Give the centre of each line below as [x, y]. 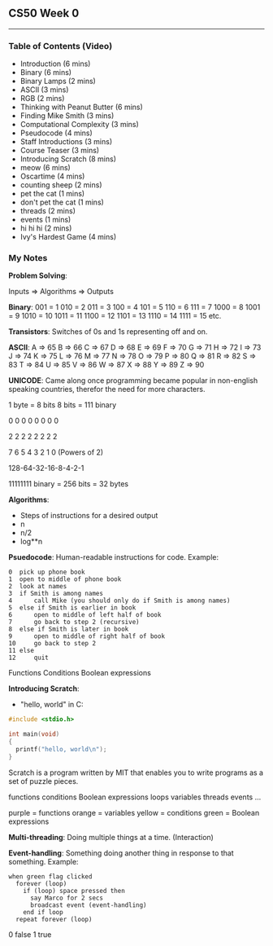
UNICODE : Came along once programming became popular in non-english [133, 381]
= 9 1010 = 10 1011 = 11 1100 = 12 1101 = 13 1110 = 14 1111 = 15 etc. [115, 316]
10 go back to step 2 [52, 644]
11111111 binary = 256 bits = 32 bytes [68, 484]
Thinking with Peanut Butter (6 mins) [82, 107]
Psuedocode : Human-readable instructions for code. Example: [114, 557]
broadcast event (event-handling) [89, 905]
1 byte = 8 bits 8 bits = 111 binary [63, 405]
